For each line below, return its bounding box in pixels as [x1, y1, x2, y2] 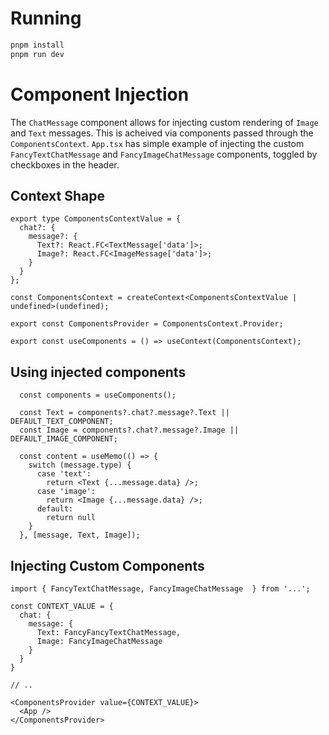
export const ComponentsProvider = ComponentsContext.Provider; [10, 319, 284, 329]
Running [10, 7, 82, 30]
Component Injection [10, 83, 190, 106]
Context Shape [10, 188, 105, 205]
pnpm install [10, 40, 65, 50]
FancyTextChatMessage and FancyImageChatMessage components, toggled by [10, 148, 318, 160]
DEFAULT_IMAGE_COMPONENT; [10, 434, 118, 444]
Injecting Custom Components [10, 557, 205, 574]
